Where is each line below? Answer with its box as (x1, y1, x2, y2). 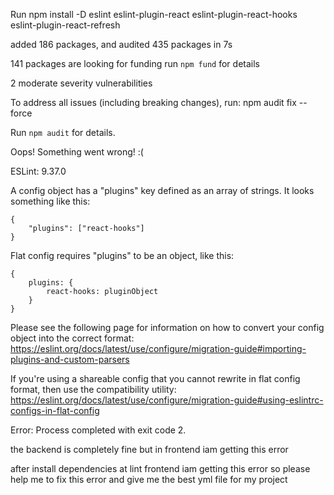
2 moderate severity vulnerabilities (10, 77, 153, 89)
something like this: (10, 195, 91, 207)
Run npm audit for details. (10, 127, 116, 138)
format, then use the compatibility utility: (10, 384, 177, 395)
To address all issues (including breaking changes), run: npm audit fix (10, 97, 297, 108)
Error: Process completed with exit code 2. (10, 424, 187, 436)
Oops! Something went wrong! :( (10, 146, 144, 158)
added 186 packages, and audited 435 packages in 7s (10, 39, 233, 50)
